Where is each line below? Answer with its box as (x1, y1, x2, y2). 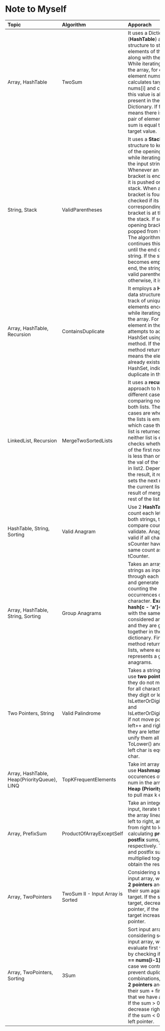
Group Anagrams (62, 610, 102, 616)
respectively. (128, 842, 158, 849)
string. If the (128, 252, 156, 259)
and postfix (128, 848, 154, 855)
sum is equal (128, 121, 157, 128)
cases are (128, 409, 151, 416)
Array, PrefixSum (7, 830, 47, 837)
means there (128, 109, 157, 116)
